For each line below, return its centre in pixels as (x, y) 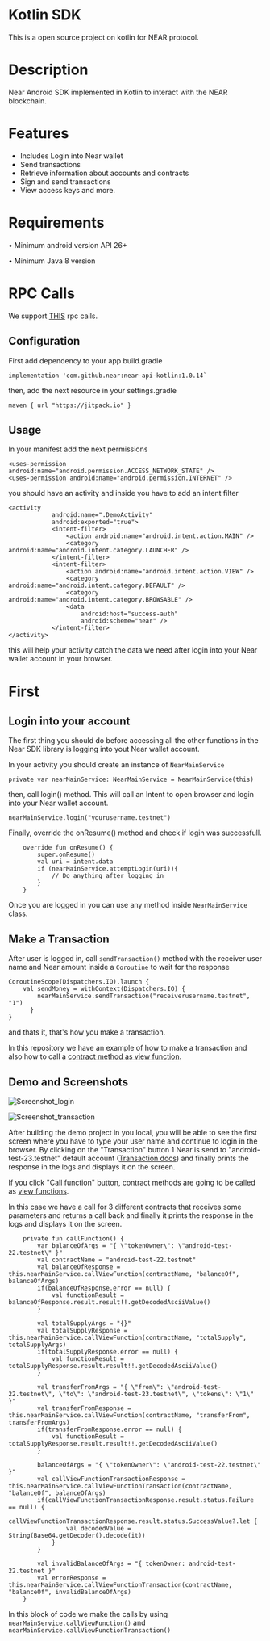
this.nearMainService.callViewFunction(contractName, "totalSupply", (128, 1337)
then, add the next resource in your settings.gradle (93, 390)
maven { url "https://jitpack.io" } (70, 405)
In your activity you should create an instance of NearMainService (116, 765)
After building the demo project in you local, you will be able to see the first (133, 1132)
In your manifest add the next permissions (78, 449)
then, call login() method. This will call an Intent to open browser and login (131, 795)
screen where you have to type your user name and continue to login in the (133, 1141)
